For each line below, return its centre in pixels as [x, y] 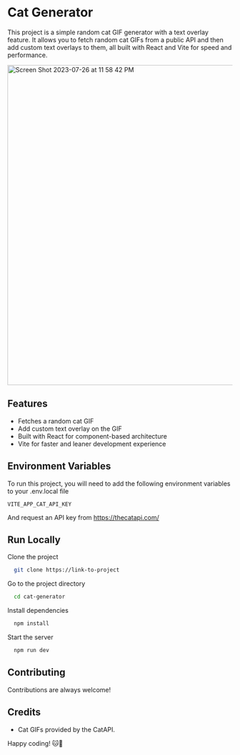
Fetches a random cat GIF [56, 421]
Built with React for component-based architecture [92, 436]
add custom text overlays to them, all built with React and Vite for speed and [120, 47]
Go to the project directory [46, 584]
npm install [32, 624]
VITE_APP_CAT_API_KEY [40, 504]
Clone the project [33, 557]
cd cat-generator [40, 597]
